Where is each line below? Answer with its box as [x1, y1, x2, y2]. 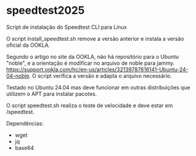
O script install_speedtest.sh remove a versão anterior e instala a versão [6, 35, 185, 42]
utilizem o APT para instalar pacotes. [6, 90, 97, 97]
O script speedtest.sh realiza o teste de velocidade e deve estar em [6, 101, 173, 109]
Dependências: [6, 119, 44, 127]
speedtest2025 [6, 4, 85, 17]
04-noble [6, 72, 30, 79]
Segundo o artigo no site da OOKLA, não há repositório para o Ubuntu [6, 53, 179, 60]
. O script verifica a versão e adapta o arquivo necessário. [29, 72, 172, 79]
